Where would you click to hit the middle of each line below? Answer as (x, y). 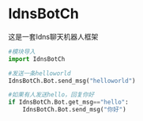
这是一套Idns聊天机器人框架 (53, 36)
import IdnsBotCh (37, 59)
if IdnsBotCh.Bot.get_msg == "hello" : (68, 102)
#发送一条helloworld (40, 73)
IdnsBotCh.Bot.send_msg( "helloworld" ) (72, 81)
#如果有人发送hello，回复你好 (51, 95)
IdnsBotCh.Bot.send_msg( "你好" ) (74, 110)
